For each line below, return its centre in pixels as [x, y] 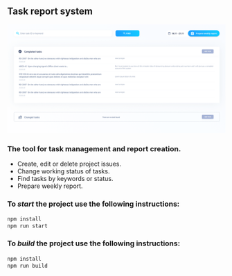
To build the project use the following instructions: [94, 243]
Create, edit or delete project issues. [69, 164]
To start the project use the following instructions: [93, 204]
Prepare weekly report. [50, 186]
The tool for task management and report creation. [94, 148]
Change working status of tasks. [63, 171]
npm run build [28, 266]
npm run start [28, 226]
